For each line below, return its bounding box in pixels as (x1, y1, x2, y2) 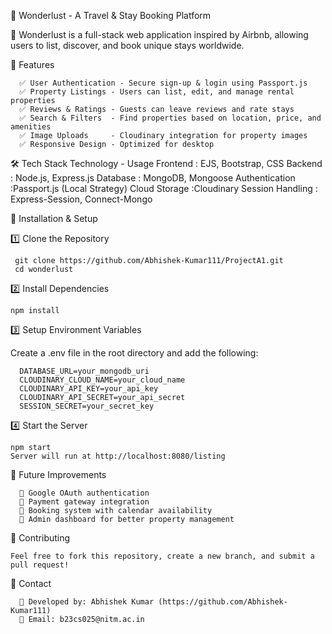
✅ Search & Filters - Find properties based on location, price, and (19, 113, 322, 123)
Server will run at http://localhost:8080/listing (10, 451, 226, 461)
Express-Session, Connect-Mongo (10, 193, 153, 205)
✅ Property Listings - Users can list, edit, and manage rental (19, 87, 295, 97)
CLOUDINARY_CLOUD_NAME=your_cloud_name (19, 375, 186, 385)
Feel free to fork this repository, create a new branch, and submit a (10, 551, 315, 561)
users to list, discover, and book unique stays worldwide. (10, 40, 245, 51)
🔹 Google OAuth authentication (19, 488, 150, 498)
